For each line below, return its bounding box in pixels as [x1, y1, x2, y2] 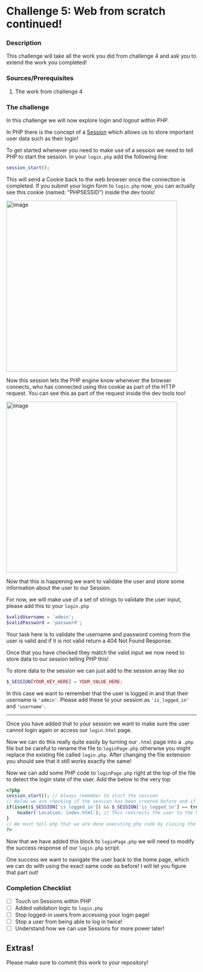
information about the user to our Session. [6, 584, 112, 591]
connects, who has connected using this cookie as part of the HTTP [6, 383, 176, 390]
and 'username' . [6, 703, 47, 710]
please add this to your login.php [6, 602, 89, 609]
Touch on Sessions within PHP [14, 898, 92, 905]
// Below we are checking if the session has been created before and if [6, 798, 196, 805]
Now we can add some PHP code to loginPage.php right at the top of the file [6, 769, 196, 776]
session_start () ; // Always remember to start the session [6, 793, 158, 799]
